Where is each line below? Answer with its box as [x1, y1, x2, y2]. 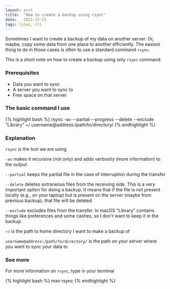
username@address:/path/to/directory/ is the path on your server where [5, 238, 157, 244]
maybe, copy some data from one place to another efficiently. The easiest [5, 41, 160, 48]
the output [5, 162, 27, 168]
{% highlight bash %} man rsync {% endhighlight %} [5, 278, 116, 284]
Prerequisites [5, 70, 39, 77]
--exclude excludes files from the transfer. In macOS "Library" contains [5, 208, 155, 214]
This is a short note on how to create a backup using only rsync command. [5, 57, 162, 63]
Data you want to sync [12, 81, 60, 87]
